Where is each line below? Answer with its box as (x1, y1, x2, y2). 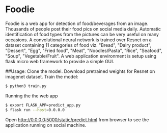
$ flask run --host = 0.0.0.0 (5, 107, 65, 113)
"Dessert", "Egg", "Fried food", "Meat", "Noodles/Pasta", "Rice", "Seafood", (5, 47, 163, 54)
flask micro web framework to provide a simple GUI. (5, 58, 115, 64)
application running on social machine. (5, 122, 87, 128)
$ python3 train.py (5, 83, 47, 89)
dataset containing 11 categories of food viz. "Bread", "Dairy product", (5, 42, 152, 48)
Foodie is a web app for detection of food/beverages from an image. (5, 20, 149, 26)
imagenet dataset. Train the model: (5, 73, 79, 79)
